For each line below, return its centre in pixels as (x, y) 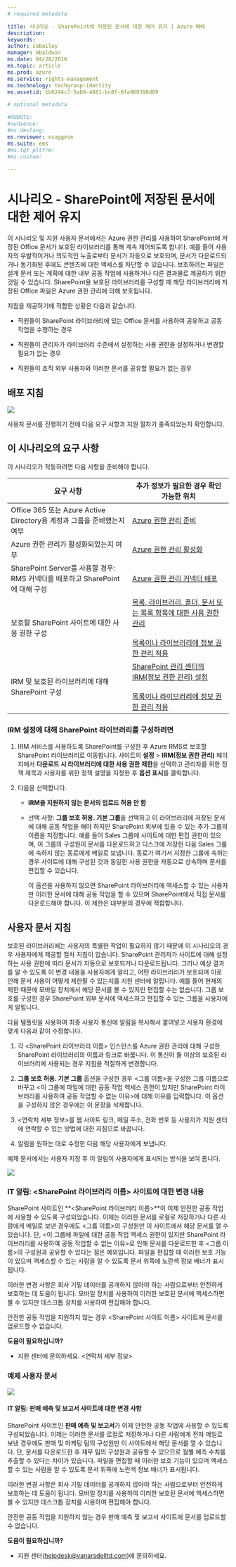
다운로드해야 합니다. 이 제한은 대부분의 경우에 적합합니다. (106, 903)
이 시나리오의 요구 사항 (53, 449)
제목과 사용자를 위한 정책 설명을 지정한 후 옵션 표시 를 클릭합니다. (113, 773)
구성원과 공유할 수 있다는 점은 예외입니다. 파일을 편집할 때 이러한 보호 (119, 1252)
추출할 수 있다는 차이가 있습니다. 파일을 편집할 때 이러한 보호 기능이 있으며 (108, 1460)
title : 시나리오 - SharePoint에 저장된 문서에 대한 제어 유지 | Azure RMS (106, 26)
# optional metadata (38, 105)
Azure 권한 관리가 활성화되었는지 (62, 544)
